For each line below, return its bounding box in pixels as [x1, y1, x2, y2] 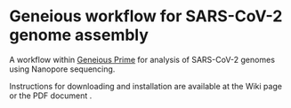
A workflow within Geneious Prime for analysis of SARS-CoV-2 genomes [9, 54, 276, 65]
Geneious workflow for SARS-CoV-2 [9, 6, 283, 27]
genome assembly [9, 25, 150, 45]
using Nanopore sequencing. [9, 64, 116, 74]
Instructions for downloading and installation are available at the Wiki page [9, 81, 283, 91]
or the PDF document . [9, 90, 93, 101]
